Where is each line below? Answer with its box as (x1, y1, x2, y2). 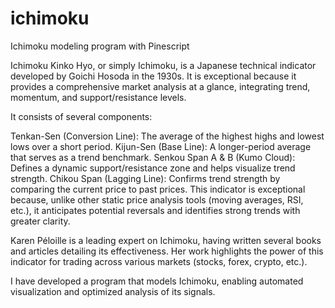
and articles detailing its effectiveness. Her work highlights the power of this (10, 245, 324, 257)
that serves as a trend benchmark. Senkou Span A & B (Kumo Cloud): (10, 151, 296, 163)
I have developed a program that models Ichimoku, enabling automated (10, 275, 304, 287)
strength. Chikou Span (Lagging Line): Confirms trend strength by (10, 172, 281, 184)
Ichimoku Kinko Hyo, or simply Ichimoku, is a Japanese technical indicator (10, 59, 317, 71)
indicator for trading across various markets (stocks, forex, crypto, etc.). (10, 255, 308, 267)
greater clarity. (10, 215, 71, 227)
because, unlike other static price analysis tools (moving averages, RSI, (10, 193, 304, 206)
